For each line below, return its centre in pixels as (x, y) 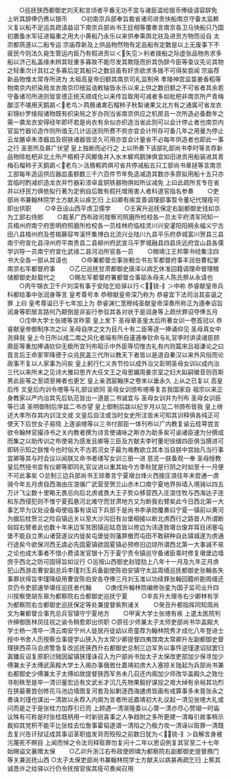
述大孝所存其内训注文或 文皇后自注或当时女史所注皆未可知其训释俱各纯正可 (113, 415)
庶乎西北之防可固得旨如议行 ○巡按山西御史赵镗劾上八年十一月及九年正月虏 (113, 562)
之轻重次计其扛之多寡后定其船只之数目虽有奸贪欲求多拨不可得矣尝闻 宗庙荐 (113, 70)
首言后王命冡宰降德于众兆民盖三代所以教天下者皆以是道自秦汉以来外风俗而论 (115, 355)
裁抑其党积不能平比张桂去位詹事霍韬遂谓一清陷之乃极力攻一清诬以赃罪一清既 (115, 725)
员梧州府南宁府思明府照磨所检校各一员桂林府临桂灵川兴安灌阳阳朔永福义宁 (112, 225)
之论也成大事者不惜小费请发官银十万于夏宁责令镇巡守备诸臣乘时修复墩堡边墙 (115, 553)
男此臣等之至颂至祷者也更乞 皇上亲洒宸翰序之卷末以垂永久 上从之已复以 (108, 381)
